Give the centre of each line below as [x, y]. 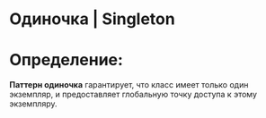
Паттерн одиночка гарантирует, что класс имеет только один [129, 85]
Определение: [66, 60]
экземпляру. [33, 104]
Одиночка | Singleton [92, 19]
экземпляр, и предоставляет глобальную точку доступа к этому [133, 95]
